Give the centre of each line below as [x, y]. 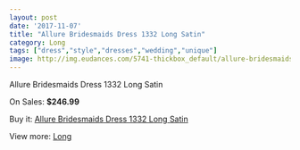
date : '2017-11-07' [46, 26]
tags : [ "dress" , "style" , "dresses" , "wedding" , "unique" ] [113, 51]
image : [21, 59]
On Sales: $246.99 [45, 102]
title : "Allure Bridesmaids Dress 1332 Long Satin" [107, 34]
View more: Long [41, 136]
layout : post [33, 17]
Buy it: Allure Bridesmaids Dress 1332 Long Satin [99, 119]
